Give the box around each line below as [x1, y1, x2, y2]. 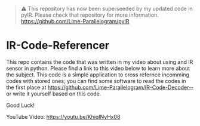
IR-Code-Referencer [6, 39, 109, 53]
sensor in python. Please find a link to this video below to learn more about [6, 64, 190, 72]
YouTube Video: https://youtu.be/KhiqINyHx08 [6, 113, 121, 120]
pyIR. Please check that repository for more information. [20, 11, 159, 19]
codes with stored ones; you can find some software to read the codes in [6, 77, 186, 84]
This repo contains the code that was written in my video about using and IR [6, 58, 193, 65]
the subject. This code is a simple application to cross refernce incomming [6, 71, 190, 78]
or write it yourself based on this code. [6, 90, 101, 97]
